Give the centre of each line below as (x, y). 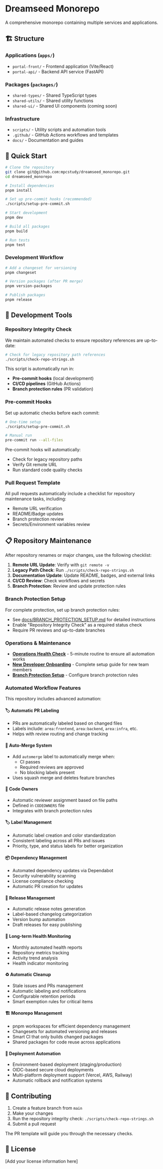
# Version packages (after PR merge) (44, 281)
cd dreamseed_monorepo (29, 177)
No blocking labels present (47, 772)
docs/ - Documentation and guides (48, 140)
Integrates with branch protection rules (52, 810)
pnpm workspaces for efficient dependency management (71, 1026)
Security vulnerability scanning (44, 876)
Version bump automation (39, 919)
